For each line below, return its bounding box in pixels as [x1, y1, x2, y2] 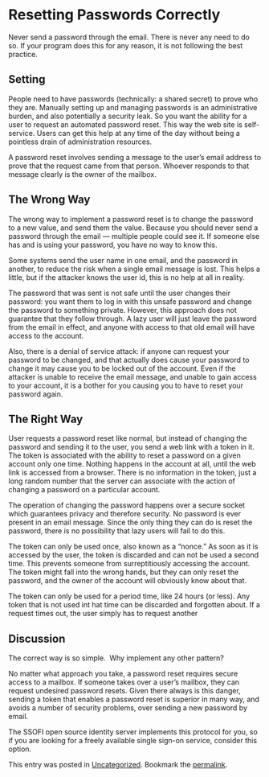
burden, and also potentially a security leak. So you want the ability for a [8, 111, 247, 121]
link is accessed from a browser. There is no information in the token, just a [8, 468, 257, 478]
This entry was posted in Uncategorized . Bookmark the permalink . [8, 760, 228, 770]
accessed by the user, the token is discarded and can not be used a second [8, 550, 259, 560]
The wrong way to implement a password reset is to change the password [8, 214, 254, 224]
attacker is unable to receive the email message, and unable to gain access [8, 372, 257, 381]
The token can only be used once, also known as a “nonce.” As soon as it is [8, 541, 259, 552]
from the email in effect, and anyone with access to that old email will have [8, 322, 255, 331]
